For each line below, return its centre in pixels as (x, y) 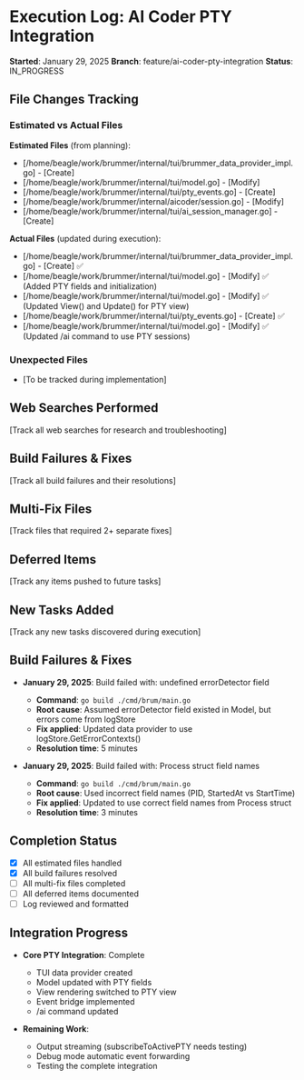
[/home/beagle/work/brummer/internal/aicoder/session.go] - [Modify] (153, 201)
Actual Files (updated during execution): (85, 238)
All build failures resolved (70, 873)
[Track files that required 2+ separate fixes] (91, 531)
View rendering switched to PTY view (106, 992)
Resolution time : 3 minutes (87, 812)
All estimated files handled (72, 863)
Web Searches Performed (84, 408)
